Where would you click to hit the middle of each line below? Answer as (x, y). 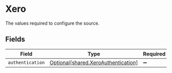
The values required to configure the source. (52, 23)
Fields (15, 39)
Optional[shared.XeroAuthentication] (94, 62)
